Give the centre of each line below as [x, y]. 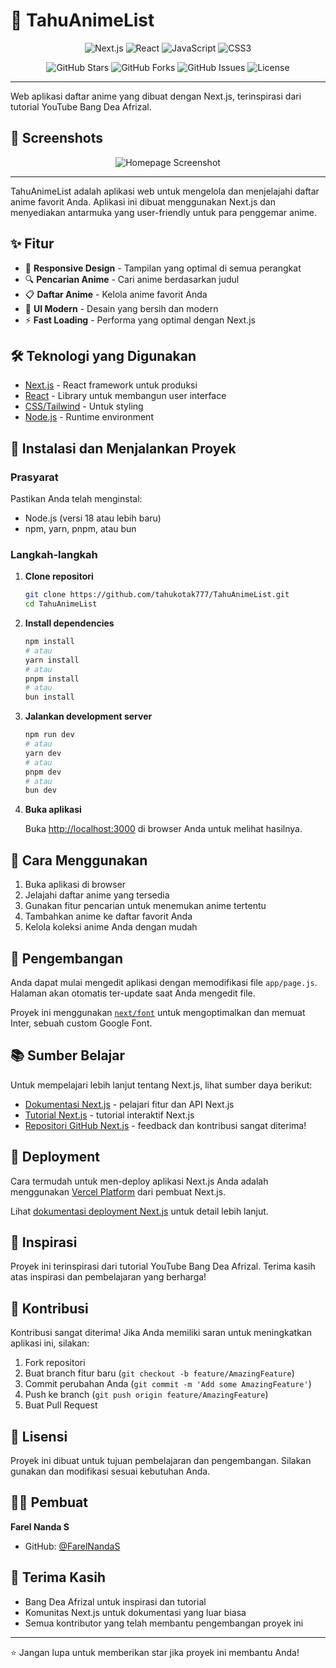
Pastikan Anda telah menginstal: [76, 499]
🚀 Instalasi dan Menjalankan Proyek [123, 448]
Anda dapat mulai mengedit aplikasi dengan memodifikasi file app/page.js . [164, 982]
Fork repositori [55, 1363]
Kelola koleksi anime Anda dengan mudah [111, 927]
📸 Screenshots [57, 138]
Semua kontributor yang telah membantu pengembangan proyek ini [164, 1623]
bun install [49, 697]
